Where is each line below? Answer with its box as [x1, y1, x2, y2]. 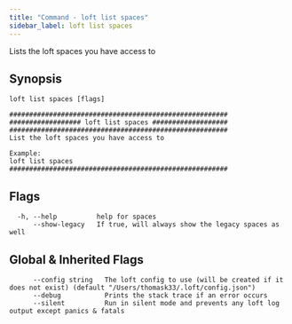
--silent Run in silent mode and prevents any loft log [32, 298, 280, 307]
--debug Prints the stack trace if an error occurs [32, 290, 268, 300]
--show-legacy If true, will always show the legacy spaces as [32, 220, 280, 229]
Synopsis [9, 71, 62, 86]
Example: [9, 149, 42, 158]
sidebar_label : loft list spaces [9, 21, 133, 30]
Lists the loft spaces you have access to [9, 45, 156, 56]
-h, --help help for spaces [17, 212, 157, 222]
